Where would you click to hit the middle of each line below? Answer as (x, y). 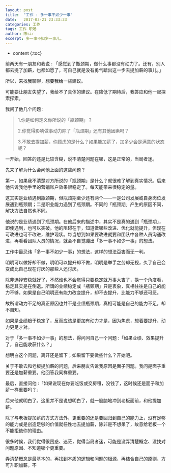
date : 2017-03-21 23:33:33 (36, 19)
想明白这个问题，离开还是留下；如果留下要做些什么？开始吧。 (70, 355)
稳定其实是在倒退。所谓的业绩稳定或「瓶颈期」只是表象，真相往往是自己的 (83, 286)
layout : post (19, 10)
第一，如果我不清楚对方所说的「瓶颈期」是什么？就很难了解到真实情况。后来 (85, 181)
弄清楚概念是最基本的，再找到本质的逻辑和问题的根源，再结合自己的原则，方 (85, 459)
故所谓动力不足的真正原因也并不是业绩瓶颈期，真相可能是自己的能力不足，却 (85, 303)
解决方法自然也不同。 (27, 211)
